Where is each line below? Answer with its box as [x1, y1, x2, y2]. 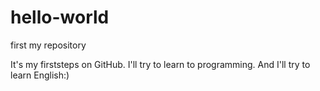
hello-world [10, 6, 110, 29]
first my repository [10, 39, 87, 51]
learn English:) [10, 69, 70, 81]
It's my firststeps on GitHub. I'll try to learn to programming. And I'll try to [10, 58, 311, 70]
